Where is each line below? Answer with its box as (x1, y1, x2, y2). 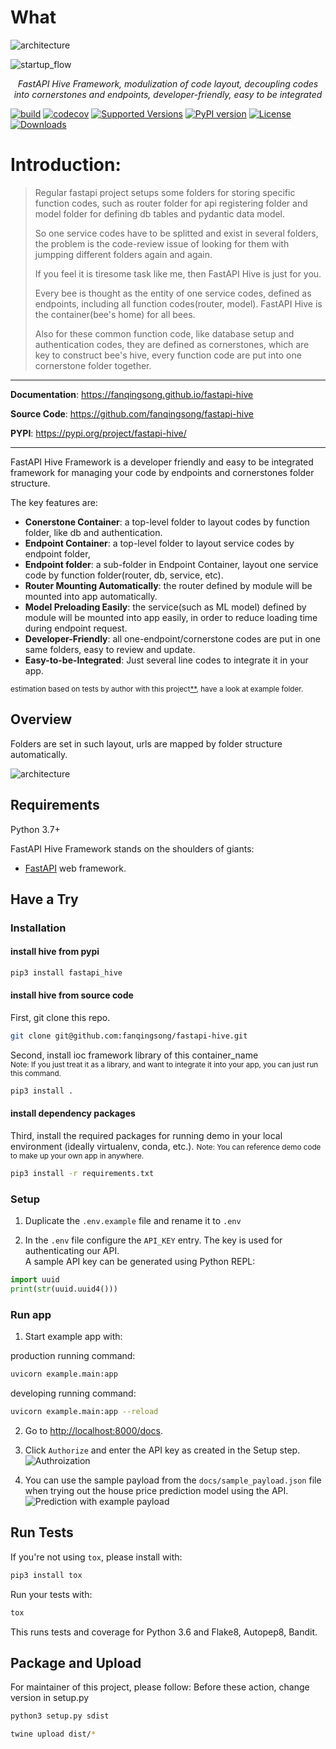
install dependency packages (10, 1107, 136, 1120)
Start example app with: (24, 1331, 123, 1343)
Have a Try (10, 891, 79, 908)
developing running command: (10, 1387, 137, 1400)
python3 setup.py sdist (10, 1711, 110, 1721)
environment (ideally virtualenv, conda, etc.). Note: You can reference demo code (10, 1141, 322, 1153)
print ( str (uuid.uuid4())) (10, 1284, 118, 1295)
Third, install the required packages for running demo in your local (10, 1130, 283, 1142)
